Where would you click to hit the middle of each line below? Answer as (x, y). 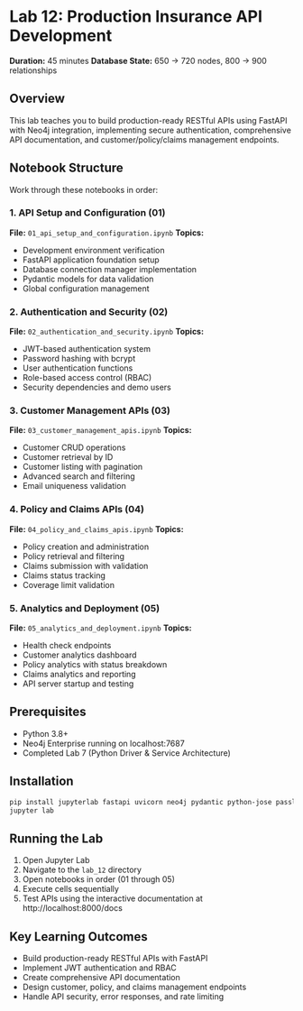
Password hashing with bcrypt (79, 359)
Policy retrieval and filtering (73, 556)
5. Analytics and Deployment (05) (85, 608)
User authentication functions (78, 368)
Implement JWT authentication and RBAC (100, 968)
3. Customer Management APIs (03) (90, 410)
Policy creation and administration (86, 547)
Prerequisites (48, 712)
